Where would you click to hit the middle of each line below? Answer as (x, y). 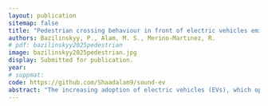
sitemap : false (33, 23)
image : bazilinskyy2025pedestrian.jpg (73, 53)
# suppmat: (26, 75)
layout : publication (43, 16)
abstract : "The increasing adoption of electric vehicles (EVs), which (130, 90)
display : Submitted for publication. (71, 61)
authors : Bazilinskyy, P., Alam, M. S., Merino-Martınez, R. (112, 38)
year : (17, 68)
